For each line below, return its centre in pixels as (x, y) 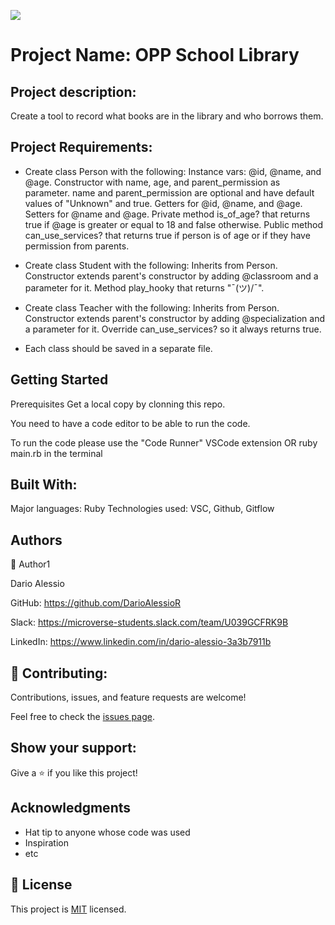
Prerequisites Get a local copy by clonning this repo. (118, 404)
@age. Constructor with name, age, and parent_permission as (152, 182)
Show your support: (73, 748)
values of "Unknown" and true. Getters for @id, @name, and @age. (163, 203)
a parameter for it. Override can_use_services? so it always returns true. (173, 329)
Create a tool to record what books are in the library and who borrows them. (167, 116)
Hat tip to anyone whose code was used (107, 832)
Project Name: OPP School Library (155, 55)
